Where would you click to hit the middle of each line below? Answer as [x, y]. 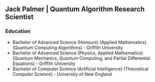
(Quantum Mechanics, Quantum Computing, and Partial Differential [81, 58]
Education [18, 31]
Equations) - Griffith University [44, 63]
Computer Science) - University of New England [62, 74]
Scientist [19, 17]
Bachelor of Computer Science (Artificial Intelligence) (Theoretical [80, 68]
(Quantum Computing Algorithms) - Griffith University [68, 47]
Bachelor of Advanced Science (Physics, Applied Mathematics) [78, 52]
